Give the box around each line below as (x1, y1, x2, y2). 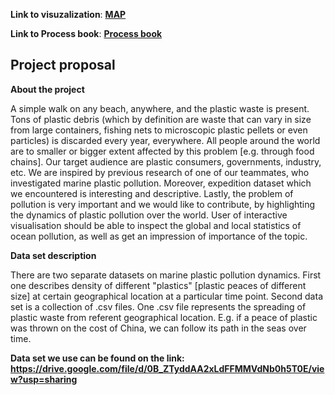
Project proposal (10, 57, 116, 74)
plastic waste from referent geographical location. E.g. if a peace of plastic (10, 311, 318, 323)
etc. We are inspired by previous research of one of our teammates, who (10, 166, 310, 178)
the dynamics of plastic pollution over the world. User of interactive (10, 209, 288, 221)
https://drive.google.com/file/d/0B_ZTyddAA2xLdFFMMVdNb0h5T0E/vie (10, 362, 325, 374)
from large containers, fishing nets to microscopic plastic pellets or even (10, 124, 308, 136)
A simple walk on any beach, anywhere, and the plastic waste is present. (10, 102, 310, 114)
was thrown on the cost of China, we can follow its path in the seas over (10, 322, 307, 334)
